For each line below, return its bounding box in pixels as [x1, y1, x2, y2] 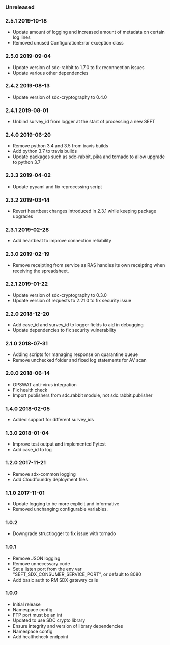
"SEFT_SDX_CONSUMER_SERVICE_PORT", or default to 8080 [12, 571, 141, 577]
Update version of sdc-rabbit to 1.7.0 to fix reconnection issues [12, 64, 145, 70]
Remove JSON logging [12, 555, 61, 561]
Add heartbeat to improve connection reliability [12, 238, 112, 244]
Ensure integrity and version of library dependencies [12, 622, 123, 629]
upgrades [12, 213, 33, 219]
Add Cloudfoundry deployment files [12, 476, 88, 482]
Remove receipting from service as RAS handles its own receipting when [12, 262, 165, 268]
